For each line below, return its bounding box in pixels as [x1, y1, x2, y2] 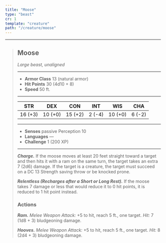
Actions [17, 201, 37, 208]
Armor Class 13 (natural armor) [24, 76, 89, 81]
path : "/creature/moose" [5, 26, 56, 31]
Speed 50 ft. [24, 86, 50, 92]
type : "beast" [5, 12, 35, 17]
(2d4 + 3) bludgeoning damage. [17, 233, 83, 239]
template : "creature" [5, 21, 50, 26]
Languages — [24, 133, 54, 139]
